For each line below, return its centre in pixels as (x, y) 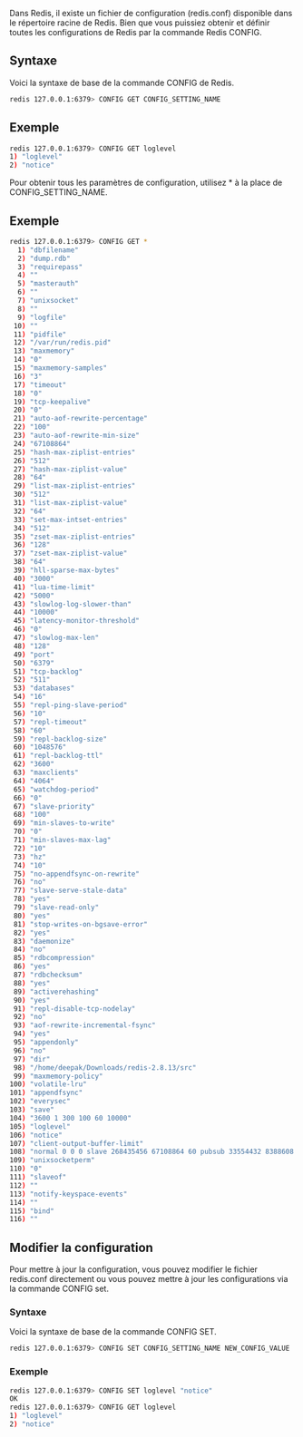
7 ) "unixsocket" (48, 301)
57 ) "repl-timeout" (50, 722)
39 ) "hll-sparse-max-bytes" (66, 570)
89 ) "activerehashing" (56, 992)
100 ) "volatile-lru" (49, 1084)
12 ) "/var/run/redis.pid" (62, 343)
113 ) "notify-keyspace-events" (68, 1194)
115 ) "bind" (32, 1211)
